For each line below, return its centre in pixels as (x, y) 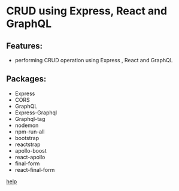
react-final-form (35, 169)
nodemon (27, 125)
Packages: (26, 79)
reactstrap (28, 144)
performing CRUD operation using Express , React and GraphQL (94, 60)
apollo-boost (31, 150)
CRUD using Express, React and (87, 11)
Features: (25, 46)
